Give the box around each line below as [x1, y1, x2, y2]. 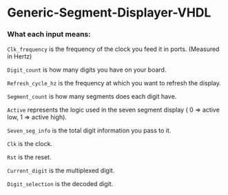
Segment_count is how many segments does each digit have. [7, 92, 177, 101]
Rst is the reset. [7, 153, 52, 161]
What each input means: [7, 30, 91, 39]
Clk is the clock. [7, 140, 53, 148]
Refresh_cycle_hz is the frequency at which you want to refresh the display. [7, 79, 222, 88]
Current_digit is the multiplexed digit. [7, 167, 115, 175]
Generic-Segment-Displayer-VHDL [7, 5, 211, 21]
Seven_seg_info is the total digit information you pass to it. [7, 126, 172, 135]
